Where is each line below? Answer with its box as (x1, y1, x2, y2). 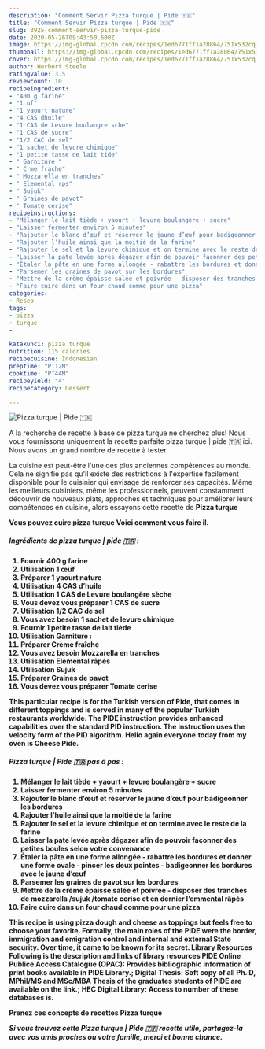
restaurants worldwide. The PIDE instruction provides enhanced (9, 714, 223, 723)
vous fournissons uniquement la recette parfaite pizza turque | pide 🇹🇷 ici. (9, 437, 252, 446)
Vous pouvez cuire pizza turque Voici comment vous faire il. (9, 518, 209, 527)
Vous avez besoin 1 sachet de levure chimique (20, 615, 175, 624)
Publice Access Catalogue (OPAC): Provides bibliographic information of (9, 959, 251, 969)
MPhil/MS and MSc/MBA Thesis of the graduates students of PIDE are (9, 977, 242, 986)
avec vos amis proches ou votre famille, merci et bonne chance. (9, 1032, 223, 1042)
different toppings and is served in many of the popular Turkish (9, 705, 219, 715)
